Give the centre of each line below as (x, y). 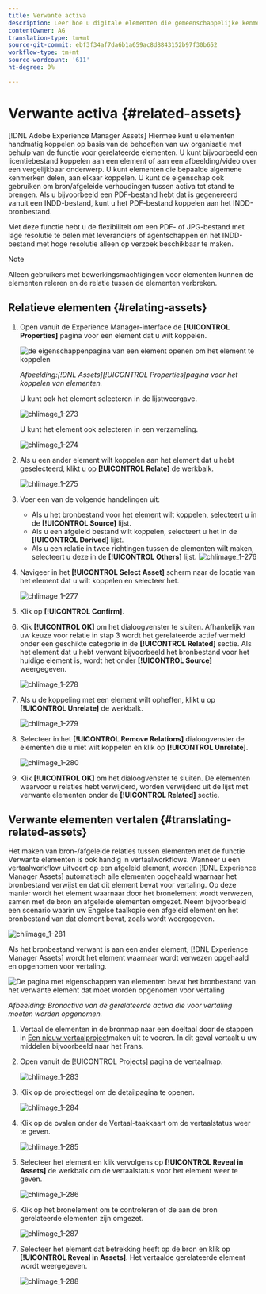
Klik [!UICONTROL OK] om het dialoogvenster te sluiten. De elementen (135, 778)
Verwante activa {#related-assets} (125, 113)
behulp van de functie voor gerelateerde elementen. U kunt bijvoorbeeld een (133, 152)
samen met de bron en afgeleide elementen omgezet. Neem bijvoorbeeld (127, 902)
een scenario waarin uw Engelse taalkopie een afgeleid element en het (123, 911)
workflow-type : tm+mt (44, 52)
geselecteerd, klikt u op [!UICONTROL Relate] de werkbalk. (116, 468)
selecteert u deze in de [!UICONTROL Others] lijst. (114, 556)
